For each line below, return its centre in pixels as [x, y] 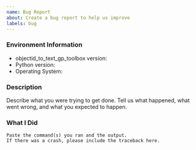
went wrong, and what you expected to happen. [67, 107]
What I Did [22, 122]
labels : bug [21, 23]
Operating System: [39, 71]
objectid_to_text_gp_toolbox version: [61, 58]
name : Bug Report [28, 12]
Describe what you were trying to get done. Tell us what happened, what [98, 100]
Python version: [35, 64]
